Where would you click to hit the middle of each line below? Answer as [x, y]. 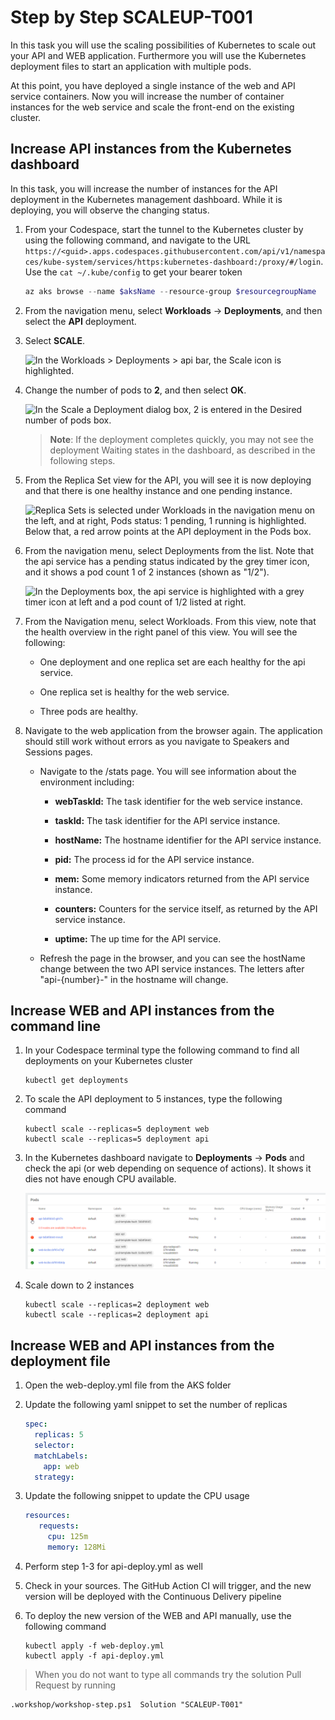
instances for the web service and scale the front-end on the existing [152, 107]
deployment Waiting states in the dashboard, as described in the [182, 450]
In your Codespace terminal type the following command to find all [162, 1050]
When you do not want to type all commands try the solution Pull [168, 1674]
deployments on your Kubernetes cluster [108, 1061]
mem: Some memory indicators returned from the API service [182, 878]
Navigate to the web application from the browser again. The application [173, 730]
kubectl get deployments [76, 1081]
